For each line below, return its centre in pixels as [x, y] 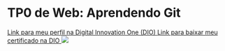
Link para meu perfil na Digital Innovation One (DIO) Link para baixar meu [112, 32]
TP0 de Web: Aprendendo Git [94, 13]
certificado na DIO [34, 41]
